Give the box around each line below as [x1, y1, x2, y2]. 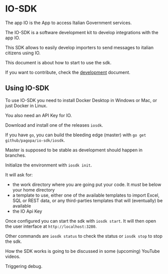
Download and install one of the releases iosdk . [5, 122, 103, 128]
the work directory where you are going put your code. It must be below [12, 181, 161, 188]
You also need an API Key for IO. [5, 112, 72, 118]
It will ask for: [5, 171, 33, 177]
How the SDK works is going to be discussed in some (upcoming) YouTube [5, 248, 160, 254]
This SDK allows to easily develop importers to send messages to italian [5, 44, 154, 50]
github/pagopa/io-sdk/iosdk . [5, 137, 65, 143]
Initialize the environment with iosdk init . [5, 162, 92, 168]
